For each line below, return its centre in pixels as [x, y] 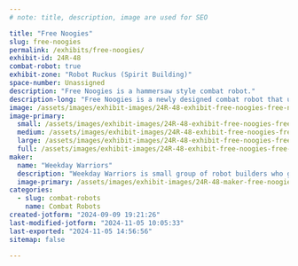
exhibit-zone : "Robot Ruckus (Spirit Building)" [101, 75]
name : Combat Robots [63, 207]
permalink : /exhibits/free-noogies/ [77, 50]
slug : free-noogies [45, 42]
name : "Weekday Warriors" [65, 165]
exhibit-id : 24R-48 [45, 59]
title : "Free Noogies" [51, 33]
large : [29, 141]
